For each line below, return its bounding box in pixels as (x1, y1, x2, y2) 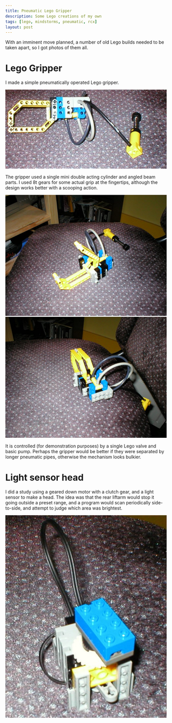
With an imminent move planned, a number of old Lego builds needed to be (5, 39, 164, 46)
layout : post (5, 25, 33, 30)
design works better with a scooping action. (5, 184, 98, 190)
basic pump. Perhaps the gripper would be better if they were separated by (5, 448, 165, 454)
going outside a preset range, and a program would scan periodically (5, 499, 151, 505)
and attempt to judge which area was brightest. (23, 505, 123, 511)
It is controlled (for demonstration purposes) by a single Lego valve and (5, 443, 156, 449)
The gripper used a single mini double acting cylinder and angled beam (5, 174, 156, 180)
